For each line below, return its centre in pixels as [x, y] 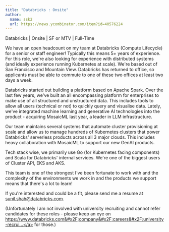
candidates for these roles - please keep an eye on [58, 214]
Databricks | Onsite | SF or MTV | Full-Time [50, 38]
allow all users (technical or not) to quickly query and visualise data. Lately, [83, 106]
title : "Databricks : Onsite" [37, 10]
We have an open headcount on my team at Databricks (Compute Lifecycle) [84, 48]
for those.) [45, 224]
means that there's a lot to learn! [39, 184]
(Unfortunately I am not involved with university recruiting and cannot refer [83, 209]
